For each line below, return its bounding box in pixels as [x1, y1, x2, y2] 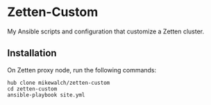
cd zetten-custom [7, 85, 58, 92]
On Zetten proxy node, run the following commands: [7, 65, 157, 74]
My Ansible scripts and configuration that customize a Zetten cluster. [7, 27, 205, 35]
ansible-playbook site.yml [7, 91, 85, 98]
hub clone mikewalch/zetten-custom [7, 79, 110, 86]
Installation [7, 47, 57, 59]
